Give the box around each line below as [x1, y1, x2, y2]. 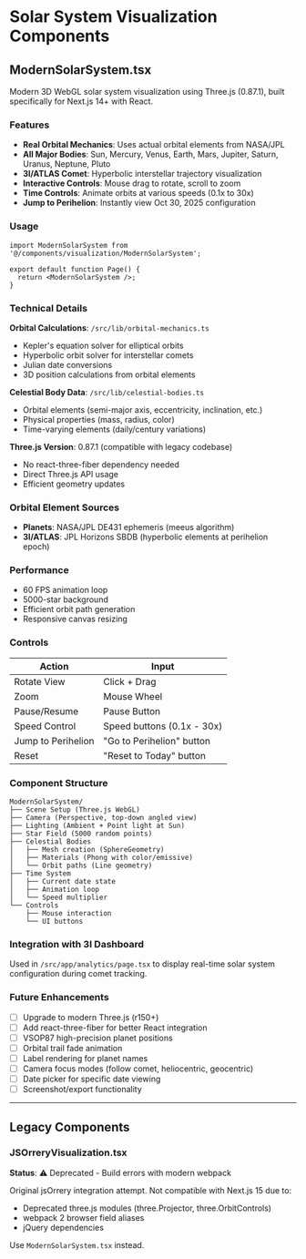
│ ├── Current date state [9, 877, 117, 886]
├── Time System [9, 869, 71, 878]
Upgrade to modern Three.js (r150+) [22, 1011, 159, 1022]
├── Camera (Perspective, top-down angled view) [9, 814, 198, 823]
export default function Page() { [9, 264, 141, 274]
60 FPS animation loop [22, 585, 108, 596]
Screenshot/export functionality [22, 1084, 143, 1095]
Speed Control [14, 720, 76, 732]
